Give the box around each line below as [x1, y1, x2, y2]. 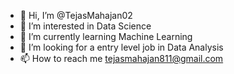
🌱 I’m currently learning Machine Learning [19, 31, 193, 42]
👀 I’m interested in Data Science [19, 20, 152, 32]
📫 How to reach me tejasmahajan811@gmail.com [19, 53, 224, 64]
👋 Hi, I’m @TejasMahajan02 [19, 10, 133, 21]
